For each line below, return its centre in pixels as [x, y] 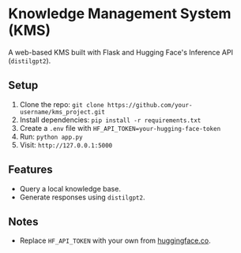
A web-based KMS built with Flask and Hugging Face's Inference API [120, 52]
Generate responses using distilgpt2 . [82, 197]
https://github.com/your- [150, 105]
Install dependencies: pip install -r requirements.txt [110, 120]
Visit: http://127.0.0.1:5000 [66, 145]
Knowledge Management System [120, 14]
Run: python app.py [51, 136]
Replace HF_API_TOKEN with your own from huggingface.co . [115, 240]
